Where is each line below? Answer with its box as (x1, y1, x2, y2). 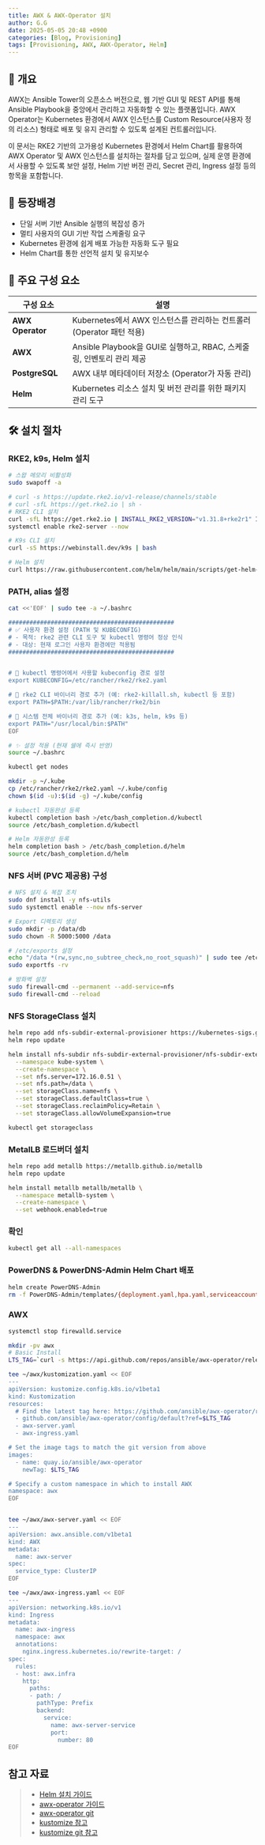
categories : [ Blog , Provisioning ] (8, 33, 122, 42)
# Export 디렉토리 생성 (8, 917, 77, 925)
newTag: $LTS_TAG (22, 1465, 80, 1473)
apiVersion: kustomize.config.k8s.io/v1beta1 (8, 1385, 160, 1393)
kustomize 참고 (39, 1818, 88, 1828)
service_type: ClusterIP (15, 1567, 97, 1575)
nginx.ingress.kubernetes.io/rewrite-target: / (22, 1648, 181, 1656)
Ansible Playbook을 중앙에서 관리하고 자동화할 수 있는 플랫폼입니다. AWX (8, 104, 236, 114)
